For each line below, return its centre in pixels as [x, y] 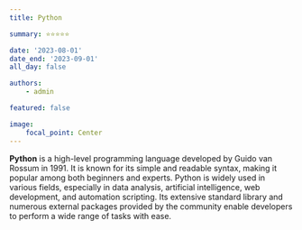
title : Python [36, 18]
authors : [26, 83]
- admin [40, 92]
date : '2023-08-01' [46, 51]
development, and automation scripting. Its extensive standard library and [146, 197]
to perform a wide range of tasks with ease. [91, 216]
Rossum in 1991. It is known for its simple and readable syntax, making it [143, 168]
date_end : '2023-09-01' [54, 59]
